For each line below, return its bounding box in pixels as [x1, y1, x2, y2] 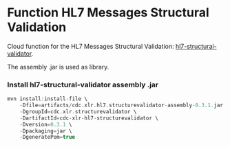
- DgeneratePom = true [19, 134, 76, 141]
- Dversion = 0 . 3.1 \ [19, 121, 72, 128]
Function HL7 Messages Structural [7, 5, 210, 21]
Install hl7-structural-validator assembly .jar [7, 80, 159, 89]
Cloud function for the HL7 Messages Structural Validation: [7, 42, 174, 50]
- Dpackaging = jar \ [19, 127, 72, 135]
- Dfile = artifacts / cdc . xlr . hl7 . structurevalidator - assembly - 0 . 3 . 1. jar [19, 102, 224, 109]
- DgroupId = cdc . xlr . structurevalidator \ [19, 108, 137, 115]
